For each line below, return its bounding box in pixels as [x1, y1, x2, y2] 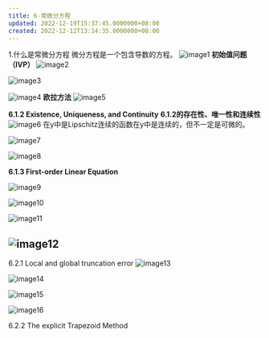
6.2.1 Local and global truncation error [8, 258, 134, 268]
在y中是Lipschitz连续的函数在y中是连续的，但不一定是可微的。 [43, 120, 250, 130]
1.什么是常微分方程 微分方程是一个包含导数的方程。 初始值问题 [8, 50, 247, 60]
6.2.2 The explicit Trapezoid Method [8, 321, 128, 331]
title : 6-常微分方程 [8, 11, 71, 20]
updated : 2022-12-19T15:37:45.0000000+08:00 [8, 19, 160, 27]
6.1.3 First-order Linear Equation [8, 167, 119, 177]
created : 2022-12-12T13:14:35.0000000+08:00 [8, 27, 160, 35]
